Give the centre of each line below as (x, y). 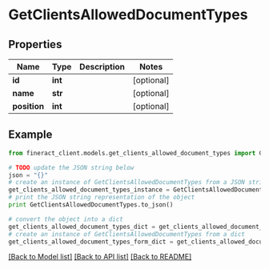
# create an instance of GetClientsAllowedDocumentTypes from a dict (127, 234)
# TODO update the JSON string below (71, 167)
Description (102, 67)
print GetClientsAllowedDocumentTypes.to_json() (91, 205)
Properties (35, 44)
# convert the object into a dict (66, 219)
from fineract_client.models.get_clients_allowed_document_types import (132, 153)
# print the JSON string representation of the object (102, 198)
